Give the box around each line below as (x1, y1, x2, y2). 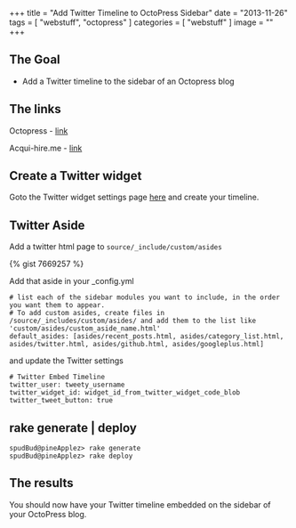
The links (9, 102, 61, 117)
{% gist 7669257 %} (9, 258, 84, 270)
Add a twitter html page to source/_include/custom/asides (9, 241, 222, 252)
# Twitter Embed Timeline (9, 373, 105, 382)
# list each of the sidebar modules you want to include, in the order (9, 293, 280, 302)
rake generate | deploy (9, 420, 138, 435)
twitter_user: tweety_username (9, 380, 125, 390)
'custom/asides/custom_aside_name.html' (9, 324, 162, 333)
